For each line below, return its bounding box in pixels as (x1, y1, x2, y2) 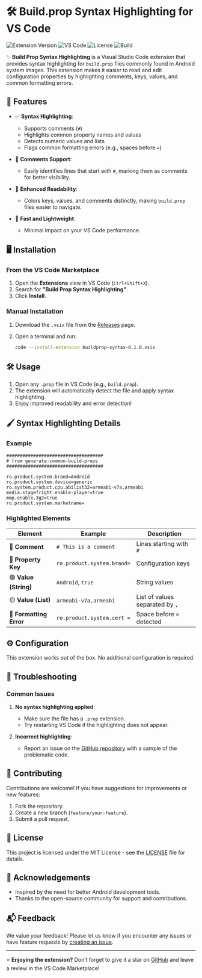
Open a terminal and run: (14, 332, 77, 340)
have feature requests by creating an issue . (6, 938, 114, 946)
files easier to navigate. (23, 203, 82, 211)
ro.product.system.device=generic (6, 479, 93, 485)
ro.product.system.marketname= (6, 500, 85, 506)
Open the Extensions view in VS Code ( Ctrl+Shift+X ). (14, 279, 150, 286)
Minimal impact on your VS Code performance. (23, 226, 141, 234)
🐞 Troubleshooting (6, 672, 77, 682)
